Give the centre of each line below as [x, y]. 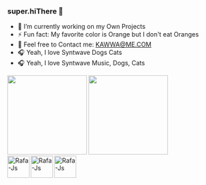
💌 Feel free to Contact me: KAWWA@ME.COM [84, 44]
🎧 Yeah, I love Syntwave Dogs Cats [69, 53]
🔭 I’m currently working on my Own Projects [81, 27]
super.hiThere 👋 [35, 11]
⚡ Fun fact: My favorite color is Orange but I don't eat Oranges [108, 34]
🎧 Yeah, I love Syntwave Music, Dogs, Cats [81, 63]
